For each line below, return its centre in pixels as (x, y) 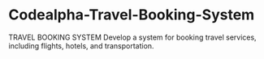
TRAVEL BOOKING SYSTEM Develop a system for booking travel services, (133, 37)
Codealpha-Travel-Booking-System (132, 15)
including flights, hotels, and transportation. (81, 45)
